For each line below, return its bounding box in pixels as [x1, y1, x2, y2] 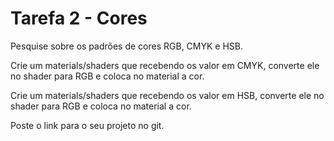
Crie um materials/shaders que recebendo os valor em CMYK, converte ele [10, 59, 320, 71]
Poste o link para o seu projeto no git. [10, 119, 165, 131]
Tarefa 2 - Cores [10, 7, 148, 30]
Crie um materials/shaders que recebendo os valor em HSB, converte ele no [10, 89, 325, 101]
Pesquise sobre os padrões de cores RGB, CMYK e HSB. [10, 40, 244, 52]
